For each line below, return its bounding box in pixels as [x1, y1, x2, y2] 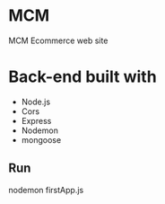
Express [21, 115, 52, 126]
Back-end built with [8, 67, 158, 87]
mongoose [21, 134, 62, 145]
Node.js [21, 96, 51, 107]
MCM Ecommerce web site [8, 35, 109, 46]
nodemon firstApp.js [8, 184, 84, 195]
